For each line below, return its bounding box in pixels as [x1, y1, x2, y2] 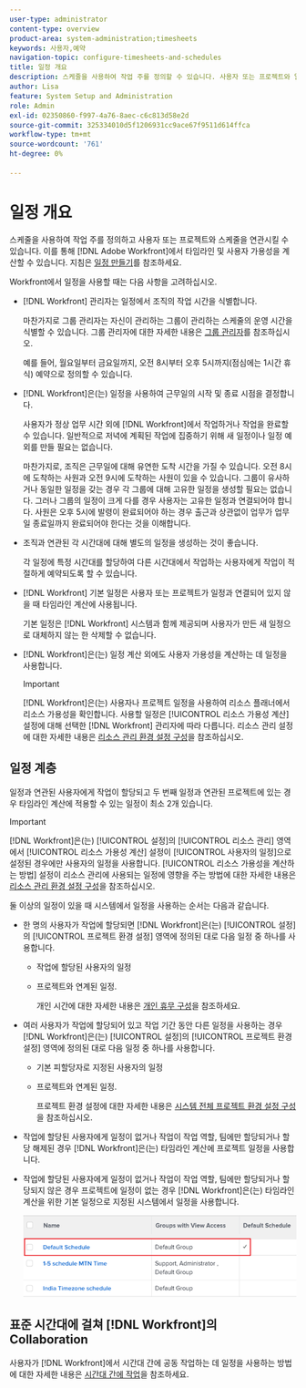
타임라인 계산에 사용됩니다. [42, 598, 138, 610]
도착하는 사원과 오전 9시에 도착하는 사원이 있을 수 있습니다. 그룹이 [32, 472, 266, 483]
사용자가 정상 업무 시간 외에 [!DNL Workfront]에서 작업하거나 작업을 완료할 [22, 418, 290, 429]
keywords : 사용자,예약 [9, 44, 87, 53]
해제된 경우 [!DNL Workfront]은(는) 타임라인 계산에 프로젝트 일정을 [32, 1142, 270, 1153]
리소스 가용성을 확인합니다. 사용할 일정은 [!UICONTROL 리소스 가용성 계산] [22, 708, 290, 719]
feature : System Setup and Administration [9, 91, 173, 100]
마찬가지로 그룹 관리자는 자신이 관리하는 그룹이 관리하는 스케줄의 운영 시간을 [22, 314, 293, 325]
